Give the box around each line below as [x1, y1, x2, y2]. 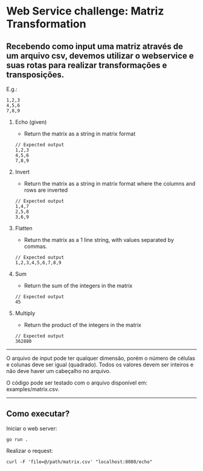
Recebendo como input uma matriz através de [6, 41, 183, 51]
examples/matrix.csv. [6, 386, 60, 392]
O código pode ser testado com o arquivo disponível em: [6, 379, 148, 386]
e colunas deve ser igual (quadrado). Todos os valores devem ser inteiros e [6, 361, 194, 368]
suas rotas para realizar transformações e [6, 60, 167, 70]
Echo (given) [14, 119, 47, 125]
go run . [6, 437, 28, 443]
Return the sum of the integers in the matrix [24, 282, 133, 289]
